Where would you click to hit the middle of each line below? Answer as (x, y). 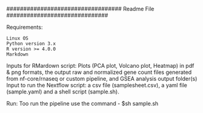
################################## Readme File (80, 9)
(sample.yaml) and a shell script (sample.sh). (63, 92)
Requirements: (24, 27)
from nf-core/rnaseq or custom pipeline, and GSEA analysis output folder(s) (102, 78)
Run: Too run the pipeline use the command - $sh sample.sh (83, 104)
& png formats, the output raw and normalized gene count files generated (99, 72)
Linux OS (17, 38)
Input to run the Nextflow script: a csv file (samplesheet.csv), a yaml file (97, 85)
